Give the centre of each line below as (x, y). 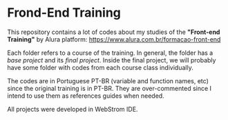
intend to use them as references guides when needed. (86, 96)
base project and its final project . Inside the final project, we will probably (112, 60)
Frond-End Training (64, 13)
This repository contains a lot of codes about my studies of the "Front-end (114, 32)
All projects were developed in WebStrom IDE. (73, 109)
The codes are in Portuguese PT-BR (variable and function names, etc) (108, 80)
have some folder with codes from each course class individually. (100, 67)
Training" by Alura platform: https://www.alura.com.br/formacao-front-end (114, 39)
